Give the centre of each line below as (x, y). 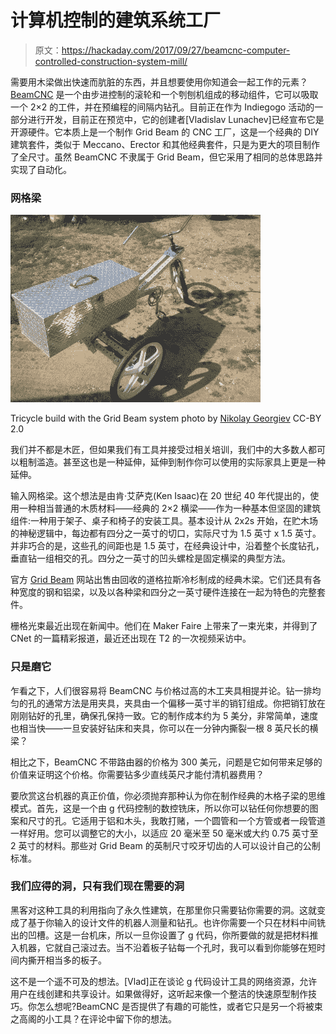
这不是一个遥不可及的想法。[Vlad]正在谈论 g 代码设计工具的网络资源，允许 (164, 981)
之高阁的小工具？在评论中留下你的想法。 (93, 1018)
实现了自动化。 (41, 169)
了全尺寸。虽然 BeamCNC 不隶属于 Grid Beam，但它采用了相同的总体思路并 (166, 157)
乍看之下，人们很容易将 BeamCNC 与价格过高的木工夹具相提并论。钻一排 (161, 690)
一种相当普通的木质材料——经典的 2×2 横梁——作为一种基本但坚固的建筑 (170, 508)
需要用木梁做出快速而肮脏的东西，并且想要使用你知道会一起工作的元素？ (159, 82)
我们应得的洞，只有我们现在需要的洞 (97, 886)
